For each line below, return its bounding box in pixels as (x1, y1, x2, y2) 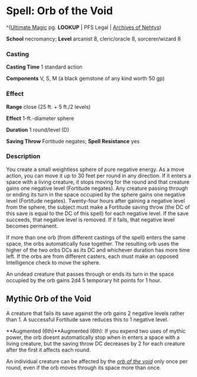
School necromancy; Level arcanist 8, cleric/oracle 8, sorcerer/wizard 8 (6, 35, 181, 42)
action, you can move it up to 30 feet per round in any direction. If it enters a (6, 172, 192, 179)
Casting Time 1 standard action (6, 63, 83, 70)
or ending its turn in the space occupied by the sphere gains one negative (6, 191, 186, 198)
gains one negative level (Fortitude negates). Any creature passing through (6, 185, 188, 192)
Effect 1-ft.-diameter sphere (6, 114, 74, 122)
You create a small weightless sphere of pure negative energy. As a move (6, 166, 185, 173)
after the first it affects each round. (6, 346, 91, 353)
